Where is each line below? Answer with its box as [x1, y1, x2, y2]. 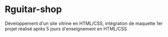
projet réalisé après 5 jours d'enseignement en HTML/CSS [5, 25, 127, 31]
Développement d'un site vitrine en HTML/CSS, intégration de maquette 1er [5, 20, 163, 26]
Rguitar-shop [5, 4, 62, 15]
